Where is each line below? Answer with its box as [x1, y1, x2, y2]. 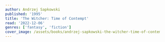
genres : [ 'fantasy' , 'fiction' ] [5, 25, 71, 30]
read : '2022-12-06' [5, 20, 45, 26]
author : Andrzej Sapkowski [5, 7, 60, 12]
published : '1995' [5, 12, 43, 16]
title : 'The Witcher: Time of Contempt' [5, 16, 89, 21]
